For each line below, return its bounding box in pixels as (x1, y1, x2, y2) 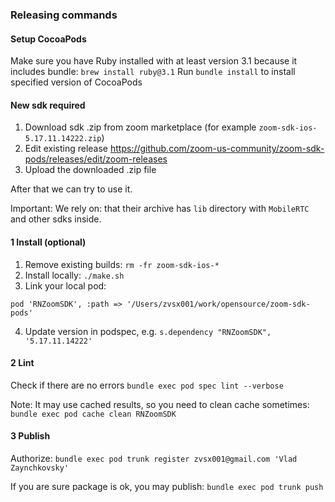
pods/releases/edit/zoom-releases (24, 153, 168, 165)
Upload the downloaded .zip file (24, 164, 157, 176)
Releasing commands (10, 8, 118, 22)
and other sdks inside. (10, 213, 102, 225)
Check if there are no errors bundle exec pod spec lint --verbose (10, 379, 284, 391)
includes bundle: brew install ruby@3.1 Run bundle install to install (10, 66, 296, 78)
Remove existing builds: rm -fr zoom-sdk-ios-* (24, 258, 220, 270)
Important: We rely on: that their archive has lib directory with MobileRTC (10, 203, 310, 215)
